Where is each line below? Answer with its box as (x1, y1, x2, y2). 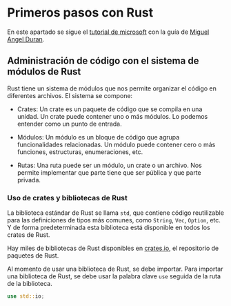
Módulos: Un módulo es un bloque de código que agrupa (17, 133, 180, 141)
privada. (17, 175, 41, 184)
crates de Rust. (7, 231, 50, 239)
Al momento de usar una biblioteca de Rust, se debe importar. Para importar (7, 265, 223, 274)
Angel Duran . (7, 35, 45, 43)
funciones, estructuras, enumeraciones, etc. (17, 147, 143, 156)
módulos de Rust (7, 66, 81, 77)
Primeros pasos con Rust (7, 5, 154, 21)
